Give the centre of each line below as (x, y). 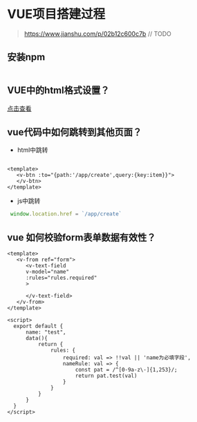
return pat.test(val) (106, 376)
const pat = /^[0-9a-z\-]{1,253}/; (126, 370)
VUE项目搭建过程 (56, 14)
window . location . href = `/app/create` (66, 214)
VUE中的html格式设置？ (58, 90)
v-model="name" (47, 272)
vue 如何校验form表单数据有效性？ (82, 237)
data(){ (37, 338)
